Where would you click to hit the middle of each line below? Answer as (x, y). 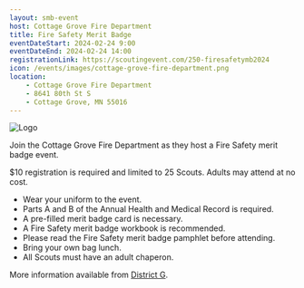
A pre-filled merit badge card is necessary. (103, 219)
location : (28, 77)
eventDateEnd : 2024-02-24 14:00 (70, 52)
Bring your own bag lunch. (72, 248)
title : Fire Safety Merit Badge (70, 34)
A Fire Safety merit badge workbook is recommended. (124, 228)
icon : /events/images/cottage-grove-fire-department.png (119, 69)
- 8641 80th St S (59, 93)
